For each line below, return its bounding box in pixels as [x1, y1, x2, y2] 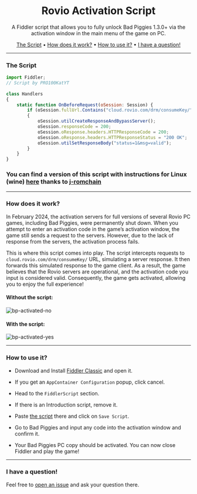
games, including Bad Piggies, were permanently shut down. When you [6, 219, 179, 226]
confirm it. [14, 430, 40, 437]
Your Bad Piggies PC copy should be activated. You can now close [14, 441, 176, 448]
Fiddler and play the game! [14, 448, 80, 455]
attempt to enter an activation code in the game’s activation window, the [6, 225, 180, 232]
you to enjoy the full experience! [6, 280, 84, 287]
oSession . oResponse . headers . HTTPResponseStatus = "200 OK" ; [37, 134, 188, 140]
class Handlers [6, 91, 43, 97]
